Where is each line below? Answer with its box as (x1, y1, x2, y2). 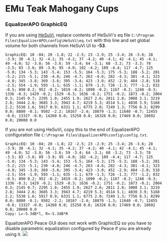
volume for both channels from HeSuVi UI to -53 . (5, 43, 106, 49)
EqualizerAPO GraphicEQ (5, 21, 67, 28)
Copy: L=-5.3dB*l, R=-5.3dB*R (5, 212, 68, 217)
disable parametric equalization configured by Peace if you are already (5, 226, 151, 232)
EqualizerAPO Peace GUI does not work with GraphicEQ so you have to (5, 220, 152, 226)
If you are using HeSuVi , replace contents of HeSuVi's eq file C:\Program (5, 32, 154, 38)
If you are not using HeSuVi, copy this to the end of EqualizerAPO (5, 127, 140, 133)
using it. (5, 232, 21, 238)
